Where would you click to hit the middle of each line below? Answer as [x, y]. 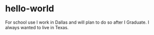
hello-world [30, 9]
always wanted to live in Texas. [37, 27]
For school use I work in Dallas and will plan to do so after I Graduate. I [77, 22]
